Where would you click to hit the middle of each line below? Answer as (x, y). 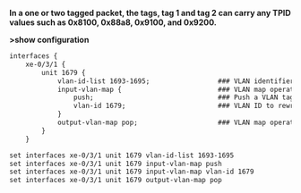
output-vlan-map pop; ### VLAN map (162, 122)
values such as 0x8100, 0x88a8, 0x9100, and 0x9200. (113, 22)
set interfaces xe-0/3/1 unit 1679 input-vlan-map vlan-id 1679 (132, 172)
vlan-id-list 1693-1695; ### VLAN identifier (176, 81)
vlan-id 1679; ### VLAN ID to (174, 106)
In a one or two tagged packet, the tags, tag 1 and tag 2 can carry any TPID (150, 13)
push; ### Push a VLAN (176, 97)
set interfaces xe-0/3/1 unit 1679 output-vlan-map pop (116, 180)
